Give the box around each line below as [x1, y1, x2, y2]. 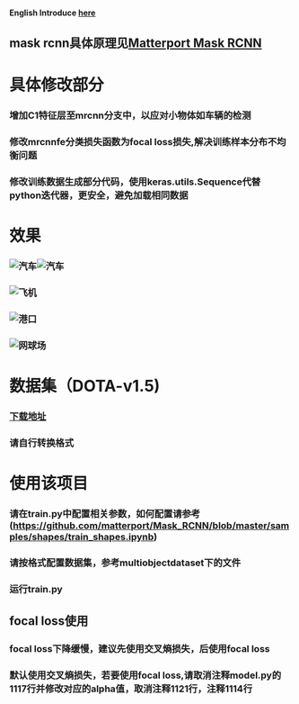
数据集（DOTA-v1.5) [9, 376, 161, 396]
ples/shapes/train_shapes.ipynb [9, 530, 154, 543]
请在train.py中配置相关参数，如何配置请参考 [9, 507, 200, 519]
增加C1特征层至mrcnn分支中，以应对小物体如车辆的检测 [9, 109, 251, 122]
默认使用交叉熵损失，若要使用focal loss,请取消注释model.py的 [9, 669, 282, 681]
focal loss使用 [9, 613, 89, 629]
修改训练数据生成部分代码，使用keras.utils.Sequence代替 [9, 176, 261, 188]
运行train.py [9, 582, 63, 595]
